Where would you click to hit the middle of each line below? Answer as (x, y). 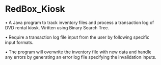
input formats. (19, 42)
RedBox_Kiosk (35, 9)
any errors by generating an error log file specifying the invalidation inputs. (81, 57)
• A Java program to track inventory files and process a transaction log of (80, 22)
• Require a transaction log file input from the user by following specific (77, 37)
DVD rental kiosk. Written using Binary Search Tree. (57, 27)
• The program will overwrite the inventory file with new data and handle (78, 52)
